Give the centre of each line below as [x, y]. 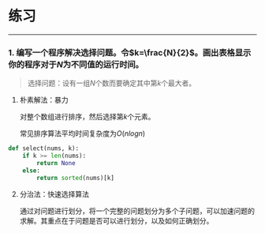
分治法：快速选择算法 [54, 194]
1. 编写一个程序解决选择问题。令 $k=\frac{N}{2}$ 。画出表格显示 [130, 52]
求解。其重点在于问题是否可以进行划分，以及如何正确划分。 [116, 220]
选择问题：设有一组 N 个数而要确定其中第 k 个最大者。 [112, 83]
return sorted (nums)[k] [75, 178]
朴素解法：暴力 [44, 100]
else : [32, 171]
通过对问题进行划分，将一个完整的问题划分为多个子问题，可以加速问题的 [137, 211]
